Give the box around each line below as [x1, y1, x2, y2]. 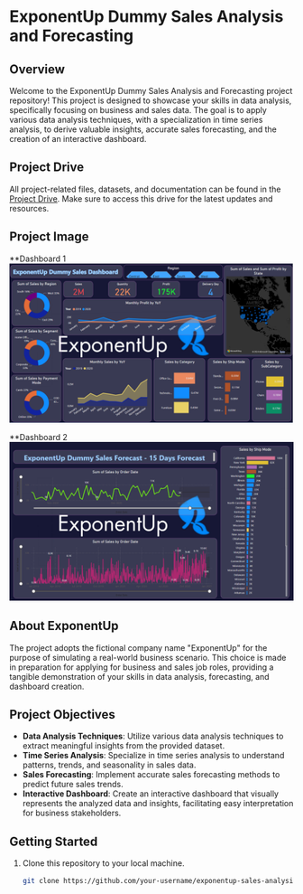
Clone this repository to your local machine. [22, 858, 185, 869]
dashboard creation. [9, 681, 85, 692]
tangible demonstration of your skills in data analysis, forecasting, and [9, 671, 270, 682]
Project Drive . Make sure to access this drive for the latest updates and [9, 193, 273, 204]
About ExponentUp [9, 618, 119, 634]
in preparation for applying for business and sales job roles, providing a [9, 662, 274, 673]
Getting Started [9, 833, 98, 849]
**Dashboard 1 [9, 253, 66, 264]
